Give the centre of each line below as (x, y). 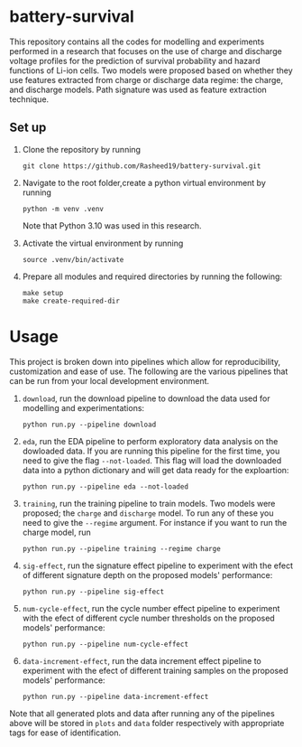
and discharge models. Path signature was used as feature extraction (138, 89)
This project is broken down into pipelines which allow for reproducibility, (145, 361)
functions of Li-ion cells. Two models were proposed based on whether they (151, 70)
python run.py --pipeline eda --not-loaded (105, 486)
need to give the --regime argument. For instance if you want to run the (155, 522)
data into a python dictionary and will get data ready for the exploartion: (156, 470)
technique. (29, 99)
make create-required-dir (71, 301)
